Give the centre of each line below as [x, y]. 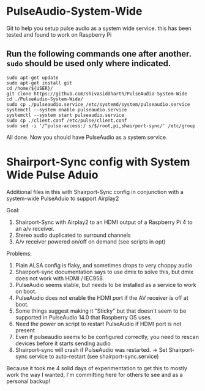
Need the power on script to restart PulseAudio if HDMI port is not [98, 324]
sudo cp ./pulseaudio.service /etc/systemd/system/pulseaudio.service [98, 104]
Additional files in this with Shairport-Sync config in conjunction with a [95, 192]
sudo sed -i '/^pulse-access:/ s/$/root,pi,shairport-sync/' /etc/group [101, 126]
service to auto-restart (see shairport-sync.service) [94, 356]
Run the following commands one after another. [99, 54]
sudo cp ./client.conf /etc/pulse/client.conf [67, 121]
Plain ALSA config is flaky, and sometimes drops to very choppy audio [104, 265]
